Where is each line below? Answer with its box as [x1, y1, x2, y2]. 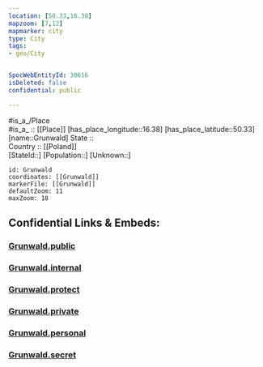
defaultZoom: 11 [8, 187, 63, 195]
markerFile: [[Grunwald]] [8, 180, 95, 188]
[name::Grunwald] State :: [8, 133, 95, 143]
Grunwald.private [8, 305, 79, 317]
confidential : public [8, 86, 82, 94]
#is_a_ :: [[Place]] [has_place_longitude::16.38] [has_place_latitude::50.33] [8, 124, 255, 134]
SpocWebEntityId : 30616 [8, 71, 89, 79]
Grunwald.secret [8, 349, 77, 361]
